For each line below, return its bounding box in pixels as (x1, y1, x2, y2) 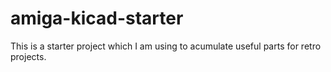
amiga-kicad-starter (10, 7, 184, 30)
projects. (10, 50, 47, 62)
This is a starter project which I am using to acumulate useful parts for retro (10, 40, 322, 52)
